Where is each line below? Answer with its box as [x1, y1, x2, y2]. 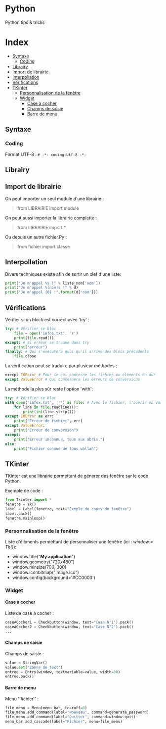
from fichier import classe [17, 243, 70, 249]
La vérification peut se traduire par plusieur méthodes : [5, 363, 117, 369]
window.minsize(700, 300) [12, 564, 67, 570]
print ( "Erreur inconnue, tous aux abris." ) [14, 437, 105, 442]
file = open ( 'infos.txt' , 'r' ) [14, 331, 79, 336]
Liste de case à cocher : [5, 610, 54, 616]
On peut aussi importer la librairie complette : [5, 215, 97, 221]
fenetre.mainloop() [5, 516, 45, 521]
